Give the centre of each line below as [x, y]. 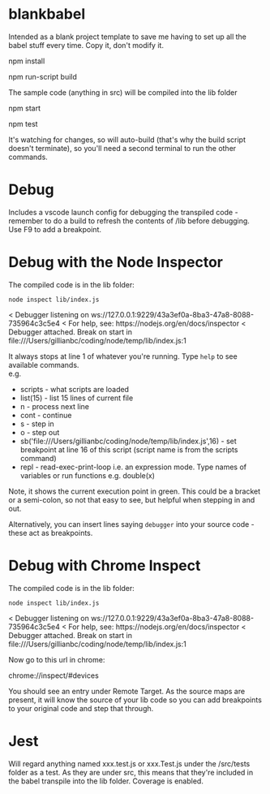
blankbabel [47, 14]
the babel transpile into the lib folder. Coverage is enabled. [106, 781]
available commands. [44, 365]
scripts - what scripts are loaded [75, 389]
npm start [25, 108]
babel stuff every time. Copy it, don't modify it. [86, 45]
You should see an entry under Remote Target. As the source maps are [127, 691]
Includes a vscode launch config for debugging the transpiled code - [123, 212]
